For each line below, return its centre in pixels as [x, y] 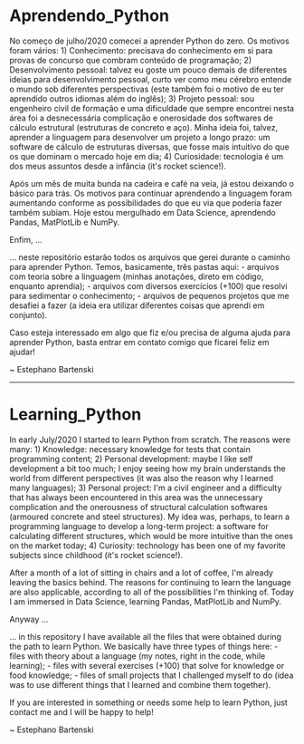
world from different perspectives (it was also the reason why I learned [142, 478]
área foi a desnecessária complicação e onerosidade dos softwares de [141, 118]
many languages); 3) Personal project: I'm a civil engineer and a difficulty [146, 488]
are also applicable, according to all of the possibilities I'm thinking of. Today [152, 592]
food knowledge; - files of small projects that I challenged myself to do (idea [152, 675]
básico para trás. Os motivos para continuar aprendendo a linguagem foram [151, 193]
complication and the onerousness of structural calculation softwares [139, 507]
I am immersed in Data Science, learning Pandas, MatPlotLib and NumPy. [146, 601]
